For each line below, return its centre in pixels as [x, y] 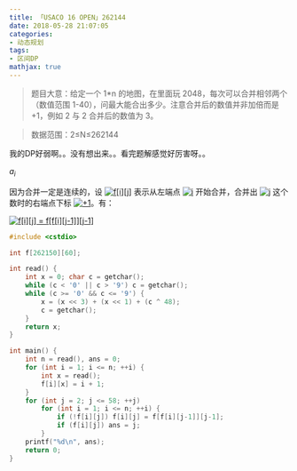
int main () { [33, 351]
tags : [19, 51]
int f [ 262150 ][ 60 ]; [45, 253]
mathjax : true [35, 68]
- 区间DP [24, 59]
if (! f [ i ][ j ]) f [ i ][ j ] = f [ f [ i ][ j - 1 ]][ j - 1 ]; [140, 417]
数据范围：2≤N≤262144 [74, 134]
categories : [31, 34]
